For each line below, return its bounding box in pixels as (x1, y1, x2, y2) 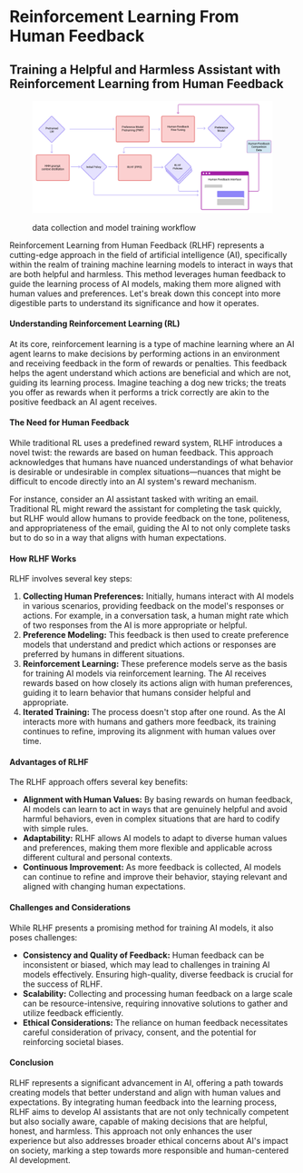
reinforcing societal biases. (22, 1036, 124, 1047)
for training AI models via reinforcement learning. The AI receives (22, 668, 267, 679)
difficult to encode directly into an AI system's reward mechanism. (9, 475, 257, 487)
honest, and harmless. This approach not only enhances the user (9, 1125, 253, 1137)
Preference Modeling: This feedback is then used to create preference (22, 630, 289, 641)
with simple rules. (22, 823, 89, 834)
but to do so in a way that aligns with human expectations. (9, 532, 227, 542)
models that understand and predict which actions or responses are (22, 639, 277, 651)
